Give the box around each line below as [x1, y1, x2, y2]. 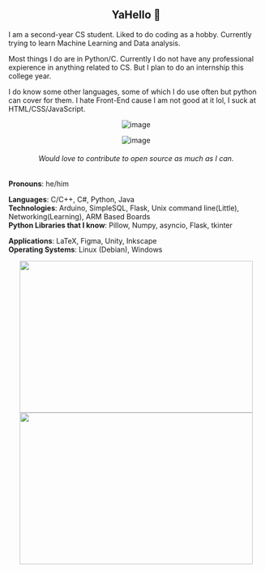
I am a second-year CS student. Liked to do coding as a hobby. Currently [8, 29, 253, 39]
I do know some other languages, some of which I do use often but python [8, 87, 257, 96]
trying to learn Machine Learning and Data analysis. [8, 38, 181, 48]
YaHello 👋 [111, 8, 161, 22]
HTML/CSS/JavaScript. [8, 104, 86, 113]
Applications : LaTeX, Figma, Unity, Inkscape [8, 236, 157, 246]
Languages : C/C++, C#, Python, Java [8, 195, 135, 205]
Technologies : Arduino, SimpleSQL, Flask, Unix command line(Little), [8, 203, 240, 213]
